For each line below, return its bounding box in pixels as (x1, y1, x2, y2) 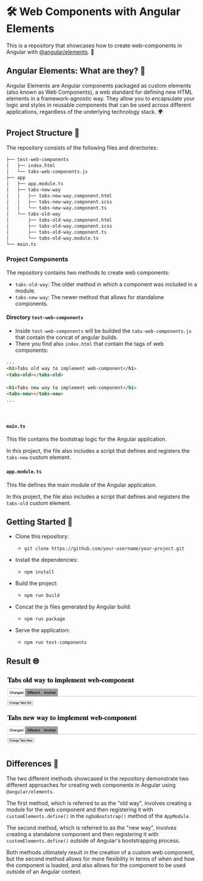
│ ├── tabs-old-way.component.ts (6, 229, 107, 235)
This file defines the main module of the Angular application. (6, 481, 158, 488)
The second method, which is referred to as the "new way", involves (6, 824, 177, 831)
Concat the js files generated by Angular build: (15, 603, 131, 610)
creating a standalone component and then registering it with (6, 830, 159, 837)
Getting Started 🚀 (6, 516, 73, 527)
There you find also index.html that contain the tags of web (15, 340, 164, 348)
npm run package (24, 616, 65, 622)
